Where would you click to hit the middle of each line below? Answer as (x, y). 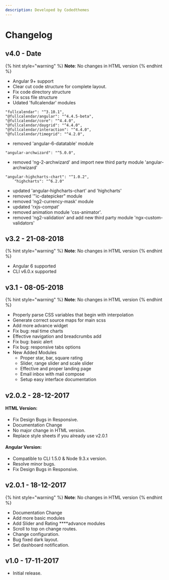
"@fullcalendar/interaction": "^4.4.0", (49, 130)
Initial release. (27, 573)
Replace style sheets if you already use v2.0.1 (60, 436)
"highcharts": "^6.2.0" (39, 181)
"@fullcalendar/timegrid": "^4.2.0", (45, 134)
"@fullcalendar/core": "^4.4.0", (40, 121)
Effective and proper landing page (56, 369)
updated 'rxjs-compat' (36, 207)
